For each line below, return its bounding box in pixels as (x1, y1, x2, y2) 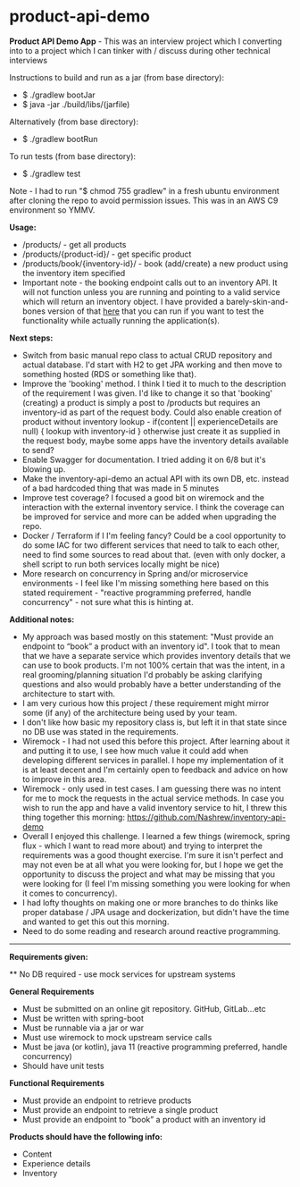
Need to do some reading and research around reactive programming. (21, 925, 281, 936)
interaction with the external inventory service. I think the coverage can (21, 501, 285, 512)
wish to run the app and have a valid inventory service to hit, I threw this (21, 802, 287, 812)
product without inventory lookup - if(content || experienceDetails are (21, 416, 279, 426)
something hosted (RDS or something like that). (21, 368, 196, 379)
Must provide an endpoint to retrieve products (21, 1095, 192, 1106)
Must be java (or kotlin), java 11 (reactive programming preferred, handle (21, 1041, 287, 1052)
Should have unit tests (21, 1060, 104, 1071)
